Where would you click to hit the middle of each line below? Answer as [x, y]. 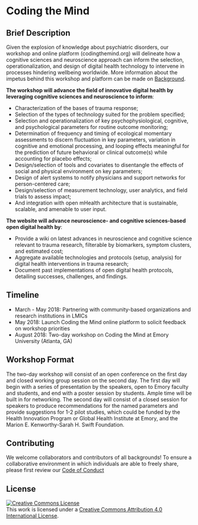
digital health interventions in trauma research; [72, 264]
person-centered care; [42, 184]
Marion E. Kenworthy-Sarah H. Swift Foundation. [65, 425]
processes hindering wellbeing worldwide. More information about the [92, 72]
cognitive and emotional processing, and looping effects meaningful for [102, 146]
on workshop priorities [42, 328]
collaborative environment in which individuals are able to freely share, [92, 464]
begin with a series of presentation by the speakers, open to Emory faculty [97, 386]
